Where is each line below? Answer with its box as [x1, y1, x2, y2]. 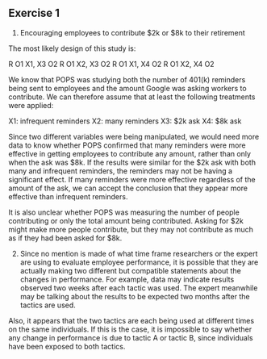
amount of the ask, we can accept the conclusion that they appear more [8, 183, 248, 193]
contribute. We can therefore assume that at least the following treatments [8, 92, 256, 102]
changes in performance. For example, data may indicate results [19, 274, 235, 284]
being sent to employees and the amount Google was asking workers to [8, 83, 248, 93]
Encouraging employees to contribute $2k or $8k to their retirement [19, 27, 246, 37]
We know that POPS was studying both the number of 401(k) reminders [8, 74, 246, 84]
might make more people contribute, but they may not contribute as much [8, 224, 254, 234]
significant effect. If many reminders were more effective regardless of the [8, 174, 256, 184]
